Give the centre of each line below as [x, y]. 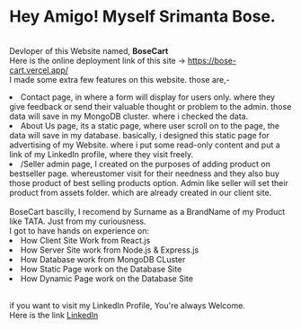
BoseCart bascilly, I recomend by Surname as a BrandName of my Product [147, 211]
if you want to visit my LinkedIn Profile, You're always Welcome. [127, 305]
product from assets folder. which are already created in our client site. [141, 192]
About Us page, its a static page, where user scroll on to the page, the [150, 125]
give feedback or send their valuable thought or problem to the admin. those [150, 106]
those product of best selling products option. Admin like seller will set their [149, 182]
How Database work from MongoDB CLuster [103, 259]
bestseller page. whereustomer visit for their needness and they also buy [145, 173]
